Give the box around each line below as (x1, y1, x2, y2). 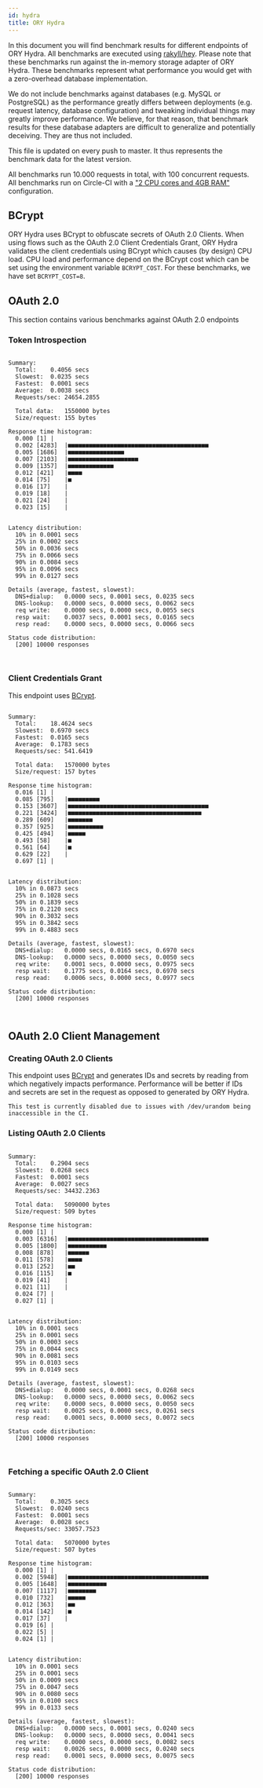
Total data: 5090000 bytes (15, 1201, 111, 1208)
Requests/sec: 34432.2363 (15, 1187, 100, 1194)
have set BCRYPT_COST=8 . (8, 272, 86, 281)
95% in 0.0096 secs (15, 565, 79, 573)
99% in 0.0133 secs (15, 1704, 79, 1712)
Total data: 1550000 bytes (15, 408, 111, 415)
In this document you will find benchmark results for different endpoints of (8, 40, 249, 49)
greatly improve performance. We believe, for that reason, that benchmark (8, 114, 249, 123)
